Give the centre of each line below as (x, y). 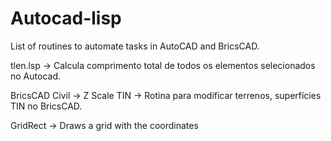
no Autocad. (35, 76)
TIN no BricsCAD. (46, 106)
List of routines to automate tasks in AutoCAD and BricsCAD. (135, 46)
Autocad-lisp (66, 18)
